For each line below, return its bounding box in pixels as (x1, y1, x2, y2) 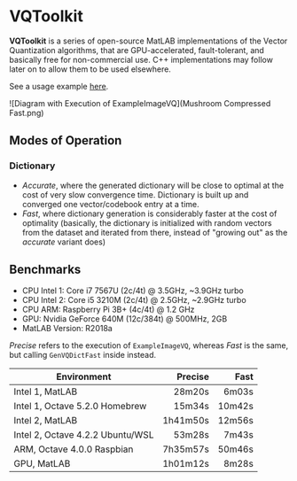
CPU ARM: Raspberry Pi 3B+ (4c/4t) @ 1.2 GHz (21, 304, 195, 315)
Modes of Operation (9, 133, 122, 148)
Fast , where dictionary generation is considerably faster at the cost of (21, 208, 277, 219)
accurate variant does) (21, 237, 106, 247)
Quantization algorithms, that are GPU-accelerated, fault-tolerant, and (9, 44, 264, 55)
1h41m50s (162, 415, 210, 427)
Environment (56, 370, 112, 383)
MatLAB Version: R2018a (21, 323, 113, 334)
